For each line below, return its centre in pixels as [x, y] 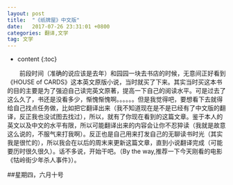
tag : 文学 [20, 39]
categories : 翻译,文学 [38, 33]
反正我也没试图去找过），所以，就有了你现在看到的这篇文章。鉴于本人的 [121, 117]
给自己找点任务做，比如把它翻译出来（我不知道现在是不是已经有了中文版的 [113, 108]
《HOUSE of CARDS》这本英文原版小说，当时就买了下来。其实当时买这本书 [115, 82]
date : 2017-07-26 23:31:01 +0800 [59, 26]
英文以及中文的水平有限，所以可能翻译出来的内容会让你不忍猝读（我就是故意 [116, 125]
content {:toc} [37, 59]
